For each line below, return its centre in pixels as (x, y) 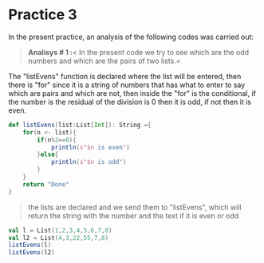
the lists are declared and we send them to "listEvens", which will (134, 207)
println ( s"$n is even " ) (90, 147)
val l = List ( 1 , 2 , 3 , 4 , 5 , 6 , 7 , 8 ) (60, 230)
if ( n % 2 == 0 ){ (57, 140)
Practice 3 (43, 15)
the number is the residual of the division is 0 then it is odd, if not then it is (130, 102)
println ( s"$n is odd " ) (89, 162)
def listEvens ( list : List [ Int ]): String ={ (80, 125)
